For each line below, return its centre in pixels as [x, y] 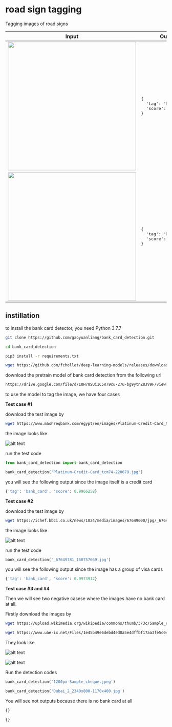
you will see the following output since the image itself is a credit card [79, 482]
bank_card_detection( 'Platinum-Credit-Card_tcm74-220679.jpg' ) [74, 472]
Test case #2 [19, 501]
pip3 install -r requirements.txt [42, 356]
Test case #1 [19, 404]
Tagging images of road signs [37, 24]
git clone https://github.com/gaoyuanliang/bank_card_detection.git [80, 338]
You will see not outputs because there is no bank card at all [69, 701]
